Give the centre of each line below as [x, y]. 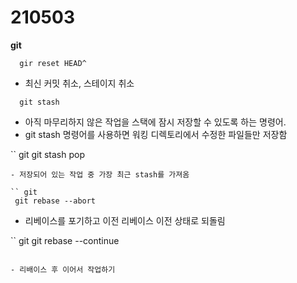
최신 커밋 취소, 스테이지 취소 [79, 83]
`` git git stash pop [48, 154]
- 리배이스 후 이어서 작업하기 [63, 269]
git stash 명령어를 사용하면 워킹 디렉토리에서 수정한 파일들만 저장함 [156, 134]
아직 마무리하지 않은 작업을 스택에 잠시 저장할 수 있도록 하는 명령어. [155, 122]
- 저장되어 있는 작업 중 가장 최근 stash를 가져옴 [100, 174]
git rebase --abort [55, 201]
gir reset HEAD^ [53, 63]
